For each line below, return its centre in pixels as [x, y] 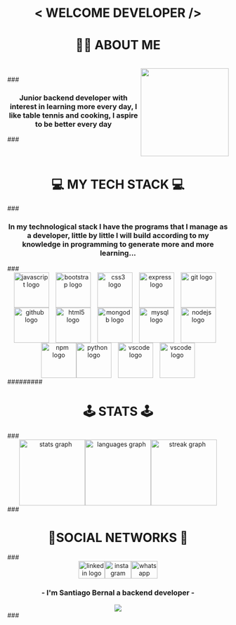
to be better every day [73, 125]
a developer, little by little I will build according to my [118, 236]
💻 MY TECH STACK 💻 [118, 184]
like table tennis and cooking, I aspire [73, 115]
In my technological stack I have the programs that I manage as [118, 227]
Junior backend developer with [73, 98]
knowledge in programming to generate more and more [118, 244]
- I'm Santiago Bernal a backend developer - [118, 593]
